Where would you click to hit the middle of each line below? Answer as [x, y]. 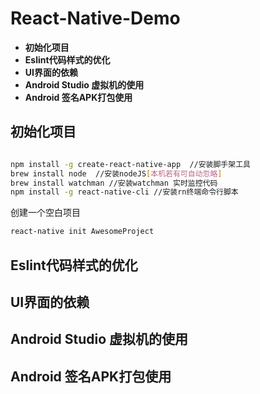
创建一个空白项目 [45, 213]
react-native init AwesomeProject [82, 232]
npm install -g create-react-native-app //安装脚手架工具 [130, 164]
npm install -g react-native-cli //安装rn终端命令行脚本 [124, 192]
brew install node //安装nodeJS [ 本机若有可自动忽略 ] [116, 173]
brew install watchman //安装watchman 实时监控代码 [114, 183]
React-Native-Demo [95, 18]
